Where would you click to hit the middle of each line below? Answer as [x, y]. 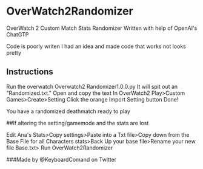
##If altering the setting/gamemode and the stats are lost [78, 123]
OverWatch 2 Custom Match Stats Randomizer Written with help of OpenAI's [102, 28]
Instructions [30, 72]
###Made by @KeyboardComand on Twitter [62, 159]
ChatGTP [18, 34]
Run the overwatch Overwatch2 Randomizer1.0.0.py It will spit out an [92, 86]
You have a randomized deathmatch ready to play [68, 111]
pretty [14, 52]
